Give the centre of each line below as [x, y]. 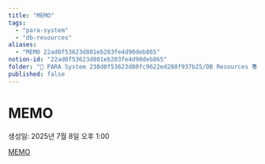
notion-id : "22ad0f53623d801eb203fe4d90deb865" [88, 60]
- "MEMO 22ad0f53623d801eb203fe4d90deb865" [88, 52]
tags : [17, 23]
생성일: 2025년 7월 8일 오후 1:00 [59, 136]
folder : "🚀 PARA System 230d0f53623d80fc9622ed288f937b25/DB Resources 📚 [133, 67]
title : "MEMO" [32, 15]
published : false [37, 74]
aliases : [22, 45]
